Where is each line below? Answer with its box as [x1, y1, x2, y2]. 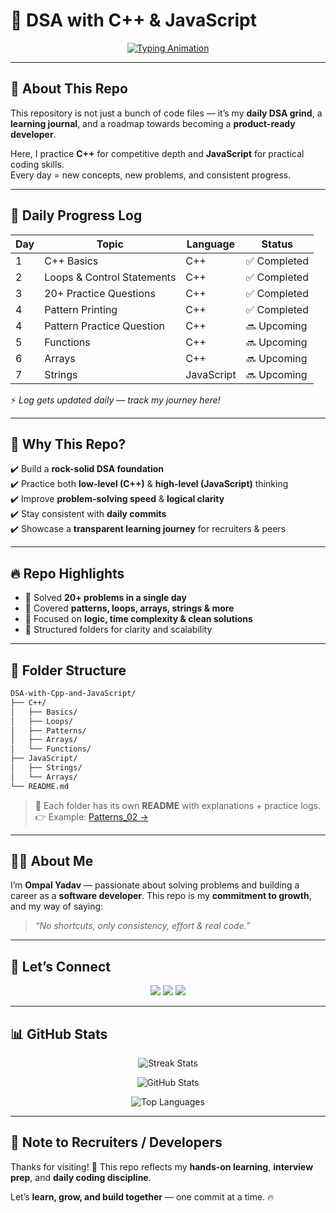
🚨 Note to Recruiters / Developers [10, 1134, 223, 1151]
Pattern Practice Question [44, 319, 165, 333]
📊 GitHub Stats [10, 1025, 108, 1043]
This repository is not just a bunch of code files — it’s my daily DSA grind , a [10, 107, 323, 119]
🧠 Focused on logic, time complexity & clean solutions [24, 613, 253, 625]
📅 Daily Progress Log [10, 207, 143, 224]
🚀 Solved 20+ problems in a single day [24, 592, 187, 604]
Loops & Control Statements [44, 270, 177, 284]
